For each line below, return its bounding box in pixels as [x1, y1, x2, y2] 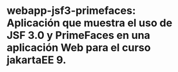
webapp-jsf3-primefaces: [6, 4, 136, 17]
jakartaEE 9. [6, 53, 67, 67]
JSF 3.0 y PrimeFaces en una [6, 29, 150, 42]
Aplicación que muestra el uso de [6, 16, 173, 30]
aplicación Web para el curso [6, 41, 151, 55]
